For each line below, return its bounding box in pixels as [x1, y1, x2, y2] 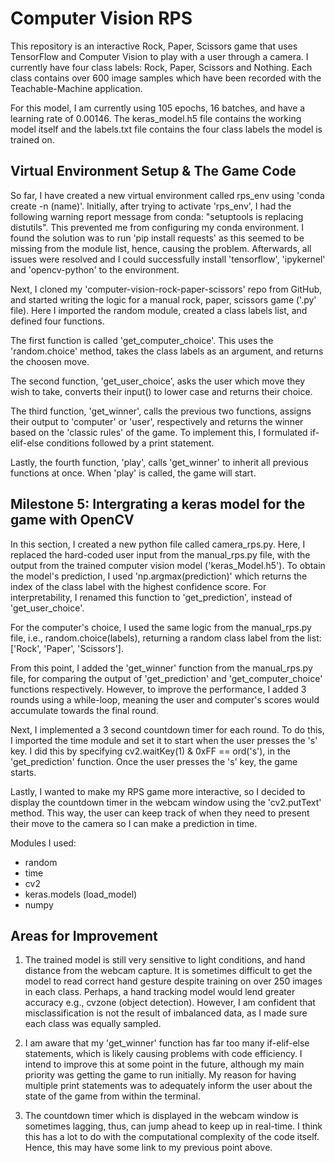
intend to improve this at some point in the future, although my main [24, 1058, 305, 1071]
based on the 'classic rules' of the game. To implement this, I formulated [10, 426, 308, 438]
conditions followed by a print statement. [46, 437, 215, 449]
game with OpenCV [10, 512, 135, 529]
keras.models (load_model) [24, 888, 138, 900]
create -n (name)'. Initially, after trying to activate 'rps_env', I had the [10, 200, 292, 212]
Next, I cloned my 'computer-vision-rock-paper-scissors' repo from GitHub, [10, 283, 323, 295]
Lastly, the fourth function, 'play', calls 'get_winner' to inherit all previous [10, 456, 309, 468]
